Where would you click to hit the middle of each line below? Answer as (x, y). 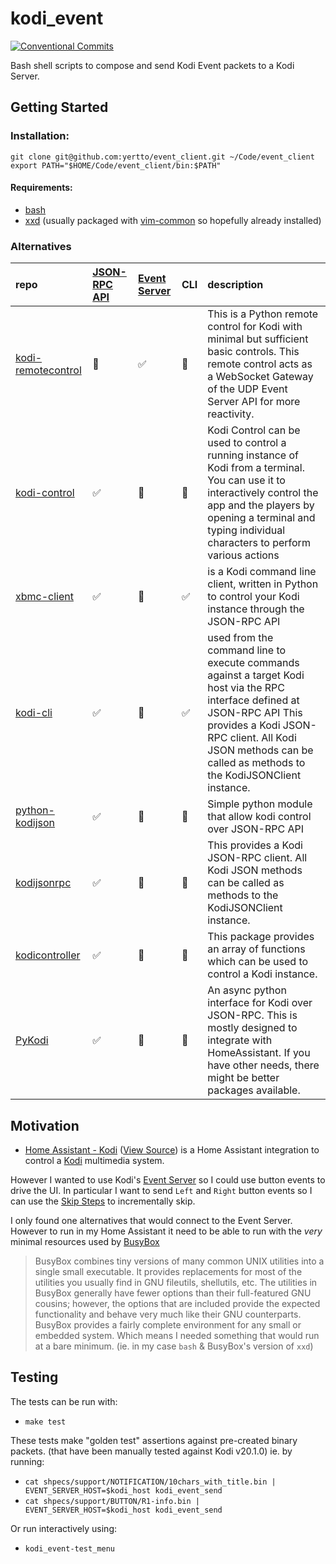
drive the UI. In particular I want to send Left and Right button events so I (161, 1190)
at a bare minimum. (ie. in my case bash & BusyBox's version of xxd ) (174, 1346)
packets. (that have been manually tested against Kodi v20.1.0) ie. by (151, 1451)
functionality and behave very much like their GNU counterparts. (168, 1314)
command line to (247, 650)
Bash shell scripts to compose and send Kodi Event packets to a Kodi (152, 65)
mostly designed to (252, 1028)
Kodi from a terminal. (256, 468)
